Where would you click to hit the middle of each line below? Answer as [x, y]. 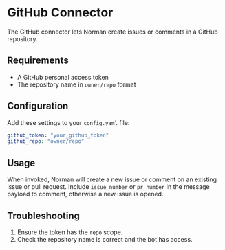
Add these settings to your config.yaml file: [68, 122]
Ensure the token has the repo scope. [70, 232]
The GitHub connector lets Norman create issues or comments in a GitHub [112, 32]
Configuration [38, 106]
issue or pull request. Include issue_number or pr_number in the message [108, 187]
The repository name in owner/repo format [76, 84]
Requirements [38, 61]
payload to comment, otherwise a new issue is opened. [85, 194]
